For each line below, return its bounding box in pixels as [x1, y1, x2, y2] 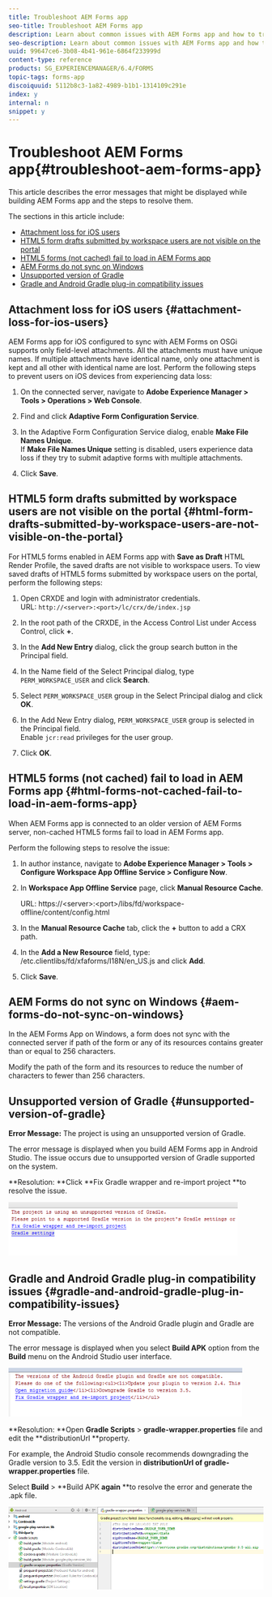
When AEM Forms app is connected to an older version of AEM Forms [8, 818, 242, 828]
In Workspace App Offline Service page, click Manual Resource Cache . [19, 883, 264, 893]
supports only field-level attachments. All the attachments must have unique [8, 346, 263, 355]
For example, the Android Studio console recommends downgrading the [8, 1449, 249, 1459]
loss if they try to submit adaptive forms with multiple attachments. [19, 453, 243, 463]
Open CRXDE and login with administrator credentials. [19, 593, 201, 603]
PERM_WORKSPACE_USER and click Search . [19, 674, 150, 685]
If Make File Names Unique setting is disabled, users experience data [19, 445, 253, 454]
